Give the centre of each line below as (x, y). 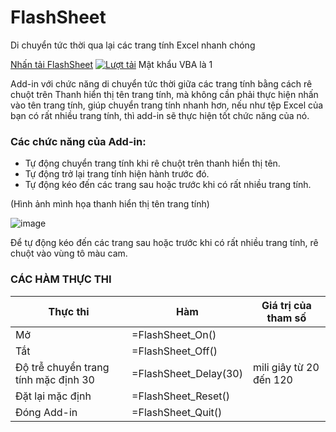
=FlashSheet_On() (174, 334)
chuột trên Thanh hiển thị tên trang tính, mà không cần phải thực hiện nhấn (164, 94)
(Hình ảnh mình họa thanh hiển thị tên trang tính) (110, 204)
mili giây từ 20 (286, 367)
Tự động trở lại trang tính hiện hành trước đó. (117, 174)
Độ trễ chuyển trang (62, 367)
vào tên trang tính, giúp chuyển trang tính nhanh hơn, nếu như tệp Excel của (167, 105)
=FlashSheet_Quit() (177, 412)
